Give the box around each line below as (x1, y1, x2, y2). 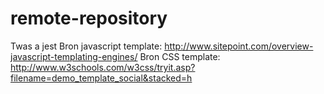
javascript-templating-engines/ (10, 50, 138, 62)
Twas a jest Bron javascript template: (10, 40, 163, 52)
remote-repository (10, 7, 168, 30)
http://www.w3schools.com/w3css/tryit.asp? (10, 61, 196, 73)
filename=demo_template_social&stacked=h (10, 72, 193, 84)
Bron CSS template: (139, 50, 221, 62)
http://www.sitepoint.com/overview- (164, 40, 314, 52)
